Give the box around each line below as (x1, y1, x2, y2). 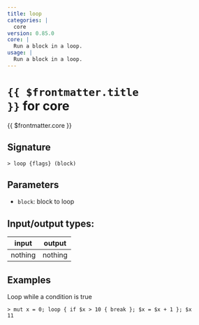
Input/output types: (7, 217, 95, 229)
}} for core (7, 98, 70, 114)
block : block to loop (17, 197, 75, 206)
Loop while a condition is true (7, 292, 92, 301)
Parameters (7, 179, 59, 191)
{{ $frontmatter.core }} (7, 121, 72, 129)
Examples (7, 274, 51, 286)
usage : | (7, 50, 33, 57)
